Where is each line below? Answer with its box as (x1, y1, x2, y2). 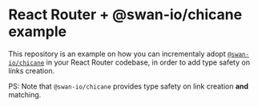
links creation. (8, 65, 54, 75)
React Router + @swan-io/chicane (8, 6, 243, 24)
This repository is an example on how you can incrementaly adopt (8, 49, 226, 58)
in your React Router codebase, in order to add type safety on (46, 57, 251, 67)
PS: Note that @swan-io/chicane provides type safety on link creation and (8, 81, 249, 91)
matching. (8, 89, 42, 99)
